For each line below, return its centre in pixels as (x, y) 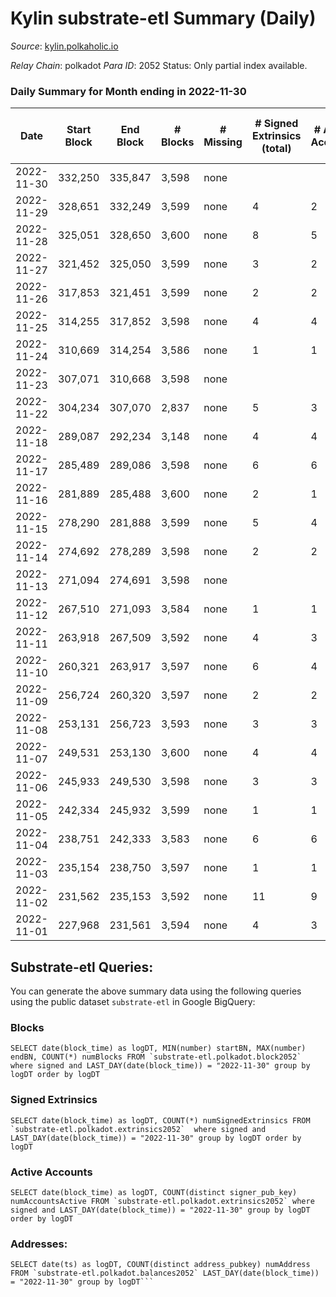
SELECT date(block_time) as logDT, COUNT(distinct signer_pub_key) (154, 1192)
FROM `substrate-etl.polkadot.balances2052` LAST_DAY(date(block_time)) (165, 1273)
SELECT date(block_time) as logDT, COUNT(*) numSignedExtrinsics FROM (160, 1120)
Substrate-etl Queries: (82, 967)
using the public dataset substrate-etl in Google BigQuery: (133, 1002)
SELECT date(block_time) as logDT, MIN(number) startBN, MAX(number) (158, 1048)
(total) (276, 149)
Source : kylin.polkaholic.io (64, 46)
